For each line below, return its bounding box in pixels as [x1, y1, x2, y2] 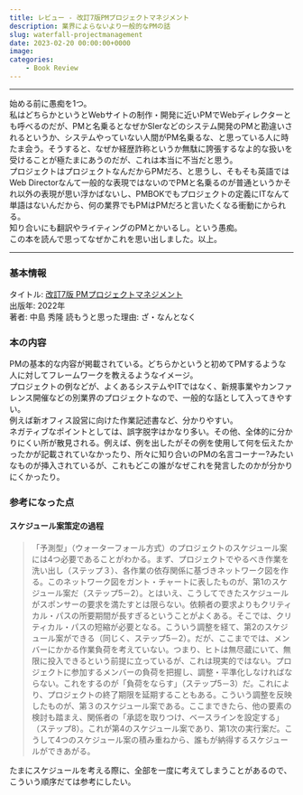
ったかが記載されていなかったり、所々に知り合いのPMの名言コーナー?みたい [9, 449, 294, 460]
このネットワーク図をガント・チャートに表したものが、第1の [47, 575, 272, 587]
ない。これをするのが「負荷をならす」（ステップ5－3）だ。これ [39, 678, 275, 688]
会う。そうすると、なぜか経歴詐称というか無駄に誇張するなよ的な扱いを [24, 143, 293, 154]
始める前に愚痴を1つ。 [9, 98, 92, 108]
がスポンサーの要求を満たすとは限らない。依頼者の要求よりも [31, 598, 262, 610]
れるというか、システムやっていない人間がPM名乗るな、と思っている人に [9, 132, 281, 143]
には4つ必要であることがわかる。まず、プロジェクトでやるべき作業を [31, 553, 289, 565]
